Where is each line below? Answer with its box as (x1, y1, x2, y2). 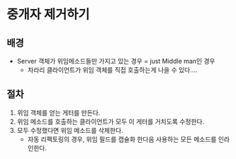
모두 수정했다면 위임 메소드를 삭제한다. (16, 126, 123, 134)
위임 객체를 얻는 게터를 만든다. (16, 108, 101, 117)
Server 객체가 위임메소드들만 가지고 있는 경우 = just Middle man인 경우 (16, 57, 215, 65)
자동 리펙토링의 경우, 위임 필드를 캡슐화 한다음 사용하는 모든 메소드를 (27, 135, 217, 143)
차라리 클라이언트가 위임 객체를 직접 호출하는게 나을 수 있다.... (27, 66, 198, 74)
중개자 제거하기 (6, 6, 90, 23)
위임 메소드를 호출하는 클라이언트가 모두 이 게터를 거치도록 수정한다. (16, 117, 205, 126)
